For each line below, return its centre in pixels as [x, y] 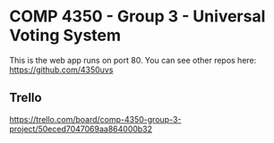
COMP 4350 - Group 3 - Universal [137, 17]
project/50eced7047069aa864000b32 [81, 129]
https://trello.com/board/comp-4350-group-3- [95, 119]
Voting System [65, 35]
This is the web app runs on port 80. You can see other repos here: [133, 60]
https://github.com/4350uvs [61, 70]
